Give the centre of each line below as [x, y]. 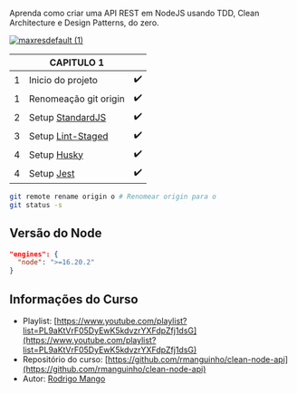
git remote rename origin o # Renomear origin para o [113, 196]
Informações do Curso [74, 299]
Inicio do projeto [63, 80]
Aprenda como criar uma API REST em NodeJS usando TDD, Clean [134, 13]
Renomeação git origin [77, 99]
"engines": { [34, 254]
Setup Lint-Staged [68, 136]
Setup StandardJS [67, 117]
